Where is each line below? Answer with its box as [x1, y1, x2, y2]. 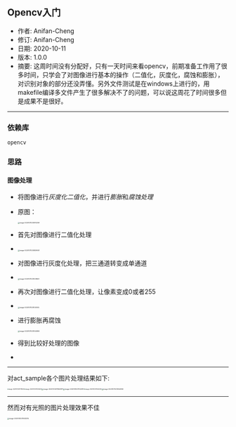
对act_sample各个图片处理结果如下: [7, 374, 110, 383]
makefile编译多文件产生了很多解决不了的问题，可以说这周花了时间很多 [17, 88, 221, 96]
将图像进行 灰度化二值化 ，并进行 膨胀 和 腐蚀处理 [17, 192, 153, 202]
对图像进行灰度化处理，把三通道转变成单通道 [17, 259, 147, 268]
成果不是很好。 [23, 97, 67, 105]
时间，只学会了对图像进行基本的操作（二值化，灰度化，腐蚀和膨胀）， [23, 70, 224, 79]
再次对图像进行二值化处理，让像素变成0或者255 [17, 287, 156, 296]
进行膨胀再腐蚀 [17, 316, 61, 324]
